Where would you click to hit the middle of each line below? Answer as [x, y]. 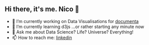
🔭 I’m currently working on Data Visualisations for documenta [75, 21]
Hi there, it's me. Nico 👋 [42, 9]
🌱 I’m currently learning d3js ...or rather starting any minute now [78, 26]
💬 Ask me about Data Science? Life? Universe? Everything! [73, 32]
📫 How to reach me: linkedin [42, 37]
